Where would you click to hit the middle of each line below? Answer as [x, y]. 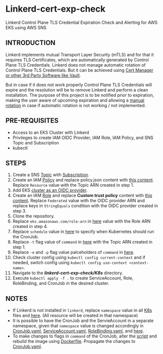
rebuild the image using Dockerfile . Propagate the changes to [74, 341]
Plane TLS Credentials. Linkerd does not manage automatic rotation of [76, 65]
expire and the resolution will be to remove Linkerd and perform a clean [77, 90]
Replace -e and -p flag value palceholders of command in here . [73, 252]
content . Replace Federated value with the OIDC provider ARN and [79, 201]
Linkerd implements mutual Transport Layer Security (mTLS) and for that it [80, 54]
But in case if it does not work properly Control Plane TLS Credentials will [79, 85]
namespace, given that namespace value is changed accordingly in [78, 326]
